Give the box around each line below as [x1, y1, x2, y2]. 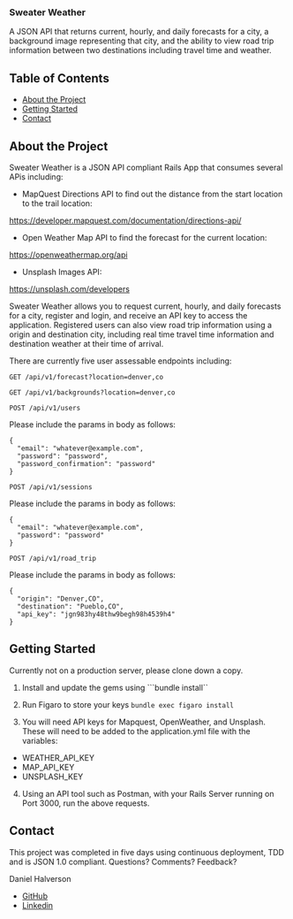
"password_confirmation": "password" [17, 459, 156, 468]
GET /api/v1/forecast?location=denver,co [9, 372, 164, 381]
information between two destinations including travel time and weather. [9, 45, 272, 56]
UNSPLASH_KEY [21, 771, 84, 782]
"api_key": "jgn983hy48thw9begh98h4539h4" [17, 609, 176, 618]
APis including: [9, 171, 64, 182]
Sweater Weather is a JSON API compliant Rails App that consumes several [9, 162, 283, 172]
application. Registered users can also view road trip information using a [9, 319, 272, 330]
